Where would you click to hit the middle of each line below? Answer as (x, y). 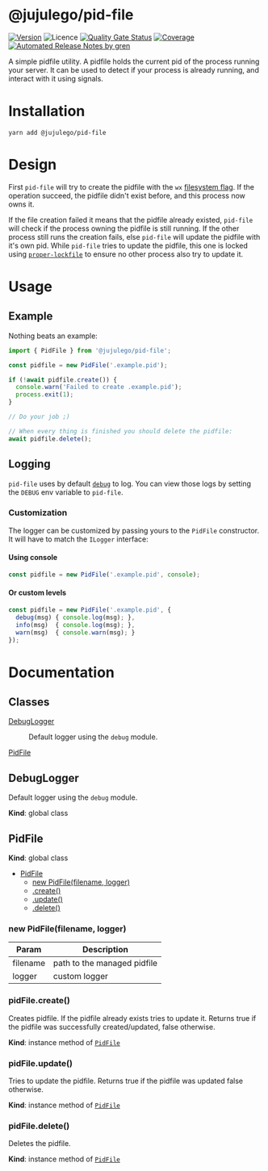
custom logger (81, 977)
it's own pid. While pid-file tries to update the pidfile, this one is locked (128, 245)
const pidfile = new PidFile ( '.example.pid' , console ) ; (104, 575)
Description (105, 950)
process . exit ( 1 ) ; (45, 395)
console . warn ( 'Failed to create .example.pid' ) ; (99, 387)
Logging (29, 464)
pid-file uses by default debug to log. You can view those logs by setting (130, 483)
